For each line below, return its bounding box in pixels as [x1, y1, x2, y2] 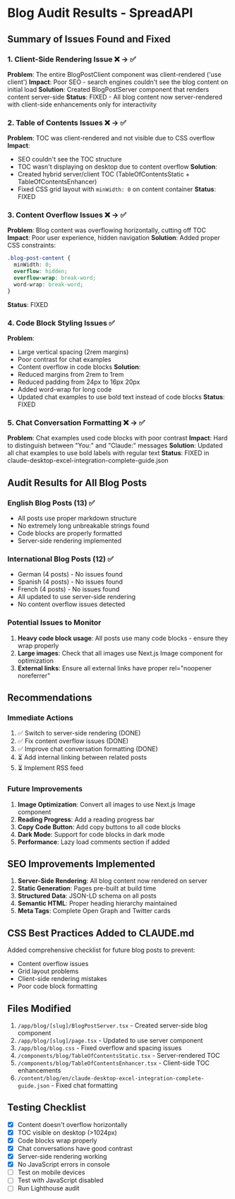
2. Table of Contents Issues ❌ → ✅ [7, 118, 127, 128]
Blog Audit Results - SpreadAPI [7, 5, 193, 21]
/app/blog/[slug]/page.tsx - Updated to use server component [17, 1036, 203, 1045]
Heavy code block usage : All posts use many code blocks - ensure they [17, 634, 228, 642]
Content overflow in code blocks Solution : [17, 363, 141, 371]
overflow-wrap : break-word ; [13, 275, 97, 282]
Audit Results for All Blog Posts [7, 476, 147, 488]
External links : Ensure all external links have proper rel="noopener [17, 663, 212, 672]
